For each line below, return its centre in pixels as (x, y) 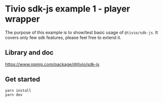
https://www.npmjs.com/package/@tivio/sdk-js (52, 64)
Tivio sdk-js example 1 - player (67, 9)
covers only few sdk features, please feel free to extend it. (63, 38)
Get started (23, 80)
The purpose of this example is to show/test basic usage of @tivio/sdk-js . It (81, 32)
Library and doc (29, 53)
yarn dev (14, 95)
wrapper (23, 19)
